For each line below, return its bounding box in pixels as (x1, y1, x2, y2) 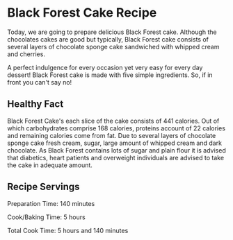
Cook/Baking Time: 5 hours (7, 213, 86, 221)
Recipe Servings (7, 181, 80, 193)
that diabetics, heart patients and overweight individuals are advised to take (7, 153, 225, 162)
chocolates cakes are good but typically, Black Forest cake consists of (7, 35, 209, 43)
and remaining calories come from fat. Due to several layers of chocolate (7, 131, 216, 139)
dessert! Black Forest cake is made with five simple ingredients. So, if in (7, 71, 214, 79)
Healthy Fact (7, 98, 64, 110)
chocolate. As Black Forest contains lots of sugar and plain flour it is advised (7, 146, 226, 154)
